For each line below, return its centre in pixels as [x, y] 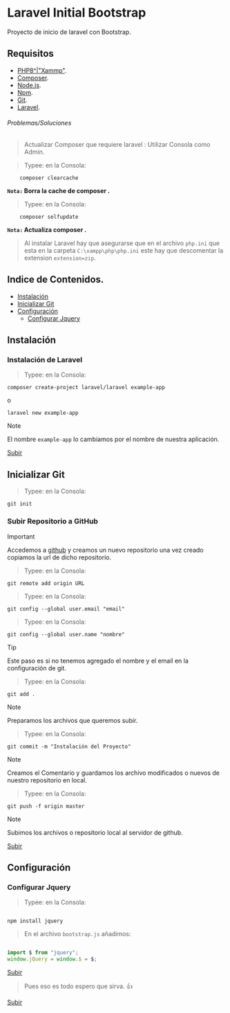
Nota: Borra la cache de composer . [59, 190]
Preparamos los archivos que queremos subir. [73, 720]
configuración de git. [37, 668]
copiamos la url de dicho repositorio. [59, 557]
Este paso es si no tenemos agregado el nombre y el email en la [98, 661]
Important [21, 536]
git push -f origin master [46, 806]
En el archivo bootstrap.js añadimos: [77, 934]
